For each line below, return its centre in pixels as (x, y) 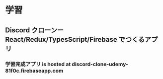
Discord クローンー (35, 30)
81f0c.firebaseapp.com (34, 71)
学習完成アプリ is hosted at (38, 64)
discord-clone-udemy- (100, 64)
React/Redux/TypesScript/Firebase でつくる (75, 39)
